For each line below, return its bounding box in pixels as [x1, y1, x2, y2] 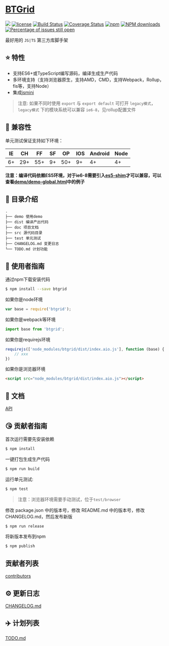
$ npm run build [5, 466, 40, 471]
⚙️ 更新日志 [5, 589, 40, 598]
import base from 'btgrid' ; [5, 327, 65, 332]
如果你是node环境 [5, 296, 43, 303]
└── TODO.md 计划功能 [5, 246, 48, 252]
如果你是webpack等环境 [5, 316, 56, 322]
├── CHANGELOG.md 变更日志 [5, 241, 59, 246]
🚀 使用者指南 [5, 262, 45, 270]
